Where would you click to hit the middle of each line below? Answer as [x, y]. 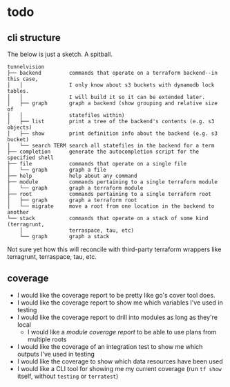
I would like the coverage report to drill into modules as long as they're [117, 317]
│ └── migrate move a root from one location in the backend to [111, 206]
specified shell [30, 158]
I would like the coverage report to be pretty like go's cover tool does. [116, 295]
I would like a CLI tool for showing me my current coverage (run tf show [119, 368]
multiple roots [47, 339]
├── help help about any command [72, 176]
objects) [20, 127]
